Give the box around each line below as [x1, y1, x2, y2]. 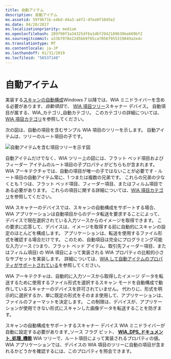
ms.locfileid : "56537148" [5, 55, 60, 61]
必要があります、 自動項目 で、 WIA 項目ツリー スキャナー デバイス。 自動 [9, 103, 162, 109]
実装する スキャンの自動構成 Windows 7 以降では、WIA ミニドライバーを [5, 97, 156, 103]
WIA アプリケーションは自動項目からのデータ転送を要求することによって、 [5, 211, 162, 217]
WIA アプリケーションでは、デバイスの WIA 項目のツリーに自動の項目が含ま [5, 342, 165, 348]
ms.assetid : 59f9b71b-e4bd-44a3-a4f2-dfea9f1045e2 [5, 17, 115, 22]
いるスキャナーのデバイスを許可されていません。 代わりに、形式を [18, 286, 158, 292]
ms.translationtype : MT [5, 41, 56, 46]
